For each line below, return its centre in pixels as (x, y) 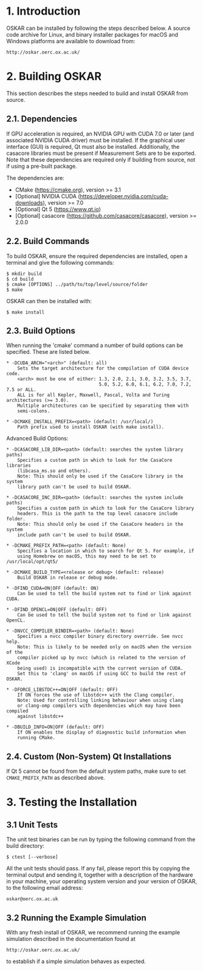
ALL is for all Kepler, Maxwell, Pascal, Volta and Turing (94, 395)
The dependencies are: (36, 177)
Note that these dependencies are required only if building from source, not (101, 159)
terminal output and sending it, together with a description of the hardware (100, 875)
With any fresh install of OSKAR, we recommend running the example (93, 932)
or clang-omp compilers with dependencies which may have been (99, 706)
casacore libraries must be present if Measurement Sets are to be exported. (101, 153)
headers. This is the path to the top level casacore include (98, 514)
